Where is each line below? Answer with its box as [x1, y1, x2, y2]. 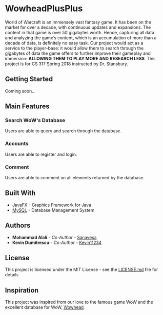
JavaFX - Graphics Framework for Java [12, 202, 91, 208]
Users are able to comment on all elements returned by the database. [5, 175, 145, 181]
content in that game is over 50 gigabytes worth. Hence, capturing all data [5, 29, 155, 35]
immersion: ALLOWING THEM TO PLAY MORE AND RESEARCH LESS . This [5, 55, 156, 61]
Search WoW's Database [5, 117, 65, 124]
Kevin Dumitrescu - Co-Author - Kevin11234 [12, 240, 102, 245]
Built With [5, 189, 36, 197]
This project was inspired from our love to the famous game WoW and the [5, 299, 154, 305]
